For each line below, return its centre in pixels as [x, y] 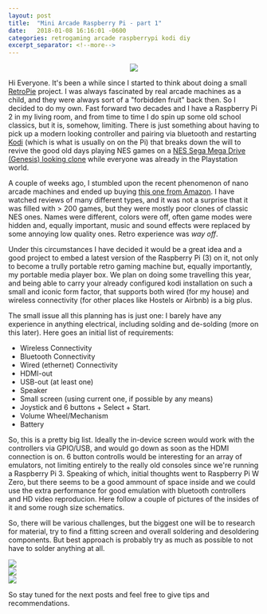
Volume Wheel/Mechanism [64, 416]
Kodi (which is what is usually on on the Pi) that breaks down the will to [125, 142]
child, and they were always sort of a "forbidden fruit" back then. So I [122, 100]
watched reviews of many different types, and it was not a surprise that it [128, 200]
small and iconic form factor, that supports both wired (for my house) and [129, 292]
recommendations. [39, 604]
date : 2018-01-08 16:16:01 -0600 [67, 30]
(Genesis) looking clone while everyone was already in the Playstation [123, 159]
